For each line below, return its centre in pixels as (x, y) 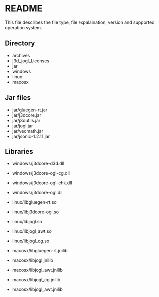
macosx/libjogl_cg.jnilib (36, 280)
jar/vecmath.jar (28, 131)
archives (21, 55)
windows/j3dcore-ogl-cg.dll (41, 173)
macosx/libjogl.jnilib (33, 260)
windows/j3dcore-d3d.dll (38, 164)
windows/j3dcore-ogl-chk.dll (42, 183)
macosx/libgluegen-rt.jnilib (40, 251)
